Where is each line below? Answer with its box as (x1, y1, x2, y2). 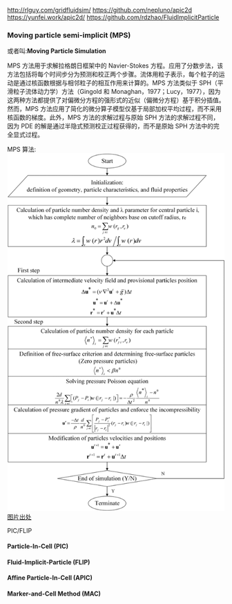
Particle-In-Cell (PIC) (7, 542, 69, 551)
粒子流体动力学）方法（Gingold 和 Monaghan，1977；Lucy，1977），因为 (12, 88, 221, 96)
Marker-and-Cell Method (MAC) (7, 590, 101, 598)
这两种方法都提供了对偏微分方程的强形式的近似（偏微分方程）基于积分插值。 (7, 96, 225, 104)
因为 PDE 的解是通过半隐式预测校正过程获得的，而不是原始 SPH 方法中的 (7, 122, 214, 130)
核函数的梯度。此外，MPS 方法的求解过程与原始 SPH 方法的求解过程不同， (7, 113, 220, 121)
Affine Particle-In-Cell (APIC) (7, 574, 93, 582)
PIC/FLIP (7, 526, 32, 534)
